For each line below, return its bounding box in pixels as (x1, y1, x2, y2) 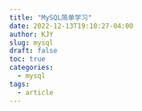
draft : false (9, 47, 58, 55)
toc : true (9, 55, 46, 64)
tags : (9, 80, 29, 89)
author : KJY (9, 30, 54, 38)
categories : (9, 64, 54, 73)
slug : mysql (9, 38, 54, 47)
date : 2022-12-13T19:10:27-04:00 (9, 21, 134, 30)
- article (17, 88, 54, 97)
